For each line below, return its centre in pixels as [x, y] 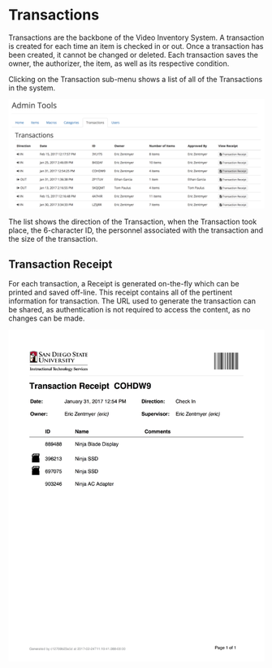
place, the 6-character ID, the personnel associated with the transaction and [136, 230]
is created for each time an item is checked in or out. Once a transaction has [136, 46]
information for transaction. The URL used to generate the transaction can [132, 301]
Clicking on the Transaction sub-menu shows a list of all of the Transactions [136, 79]
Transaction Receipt [60, 264]
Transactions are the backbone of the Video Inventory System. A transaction [136, 37]
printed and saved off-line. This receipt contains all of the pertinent [121, 293]
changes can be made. [47, 318]
